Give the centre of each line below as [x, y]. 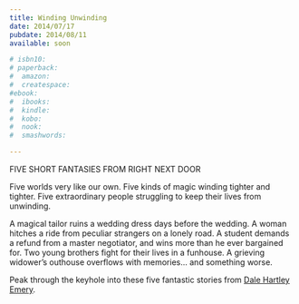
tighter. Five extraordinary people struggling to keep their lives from [135, 196]
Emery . [23, 289]
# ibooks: [30, 102]
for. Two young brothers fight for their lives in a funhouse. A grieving [137, 252]
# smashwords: [38, 136]
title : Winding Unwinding [58, 18]
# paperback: [34, 68]
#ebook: [24, 93]
